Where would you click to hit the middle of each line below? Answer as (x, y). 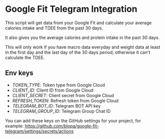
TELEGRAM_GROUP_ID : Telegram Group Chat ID (61, 111)
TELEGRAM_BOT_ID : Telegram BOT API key (56, 106)
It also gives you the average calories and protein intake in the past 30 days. (82, 37)
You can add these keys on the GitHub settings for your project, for (73, 121)
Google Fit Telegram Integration (71, 9)
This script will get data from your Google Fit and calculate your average (78, 23)
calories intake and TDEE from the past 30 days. (54, 28)
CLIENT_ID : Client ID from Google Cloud (53, 90)
